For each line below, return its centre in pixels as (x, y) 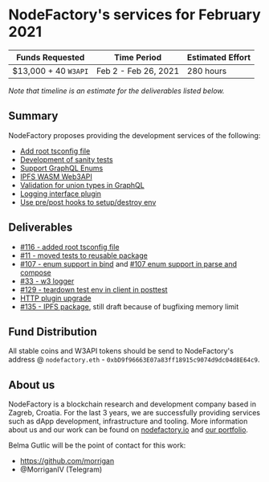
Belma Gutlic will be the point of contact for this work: (97, 445)
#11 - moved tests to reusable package (84, 255)
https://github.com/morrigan (67, 461)
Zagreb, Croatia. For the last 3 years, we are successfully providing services (134, 413)
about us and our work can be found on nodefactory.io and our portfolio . (128, 430)
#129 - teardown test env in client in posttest (94, 289)
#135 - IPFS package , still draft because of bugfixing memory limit (129, 306)
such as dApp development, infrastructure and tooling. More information (128, 421)
